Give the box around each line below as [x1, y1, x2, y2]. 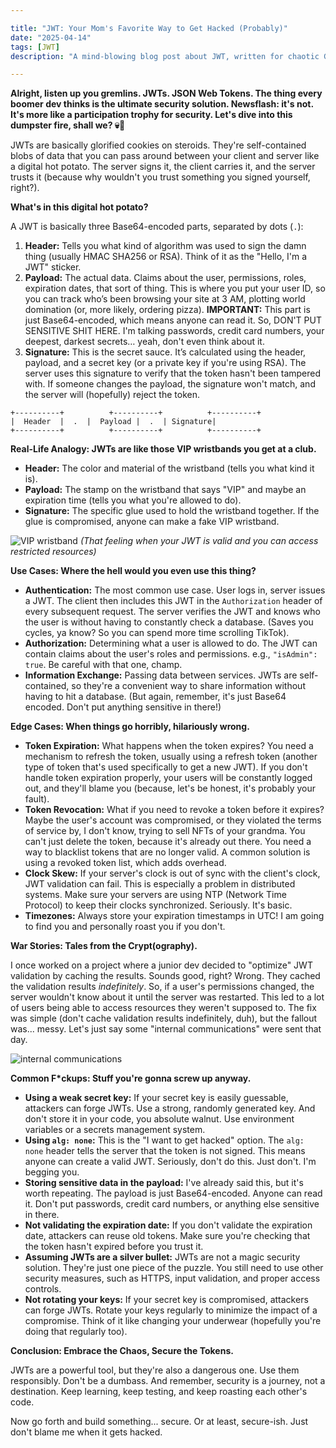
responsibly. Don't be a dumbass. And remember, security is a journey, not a [10, 1375, 326, 1387]
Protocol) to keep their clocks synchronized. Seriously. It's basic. [24, 899, 293, 911]
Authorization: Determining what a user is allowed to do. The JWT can [24, 637, 318, 650]
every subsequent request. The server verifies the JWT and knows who [24, 606, 321, 618]
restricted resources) [10, 546, 97, 558]
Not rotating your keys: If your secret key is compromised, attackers [24, 1294, 309, 1306]
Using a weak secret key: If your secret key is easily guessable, [24, 1092, 289, 1104]
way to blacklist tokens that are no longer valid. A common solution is [24, 846, 311, 858]
